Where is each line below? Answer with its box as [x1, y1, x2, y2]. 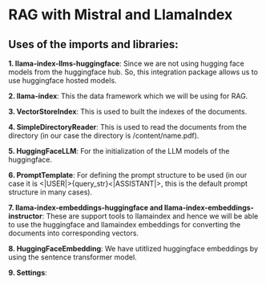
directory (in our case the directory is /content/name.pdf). [8, 130, 199, 140]
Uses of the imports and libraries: [8, 38, 179, 51]
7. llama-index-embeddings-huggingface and [8, 203, 163, 212]
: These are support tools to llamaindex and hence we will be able [42, 211, 259, 221]
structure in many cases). [8, 187, 93, 197]
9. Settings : [8, 268, 48, 277]
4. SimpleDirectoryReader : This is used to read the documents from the [8, 122, 247, 131]
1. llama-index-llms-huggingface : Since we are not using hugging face [8, 58, 244, 68]
